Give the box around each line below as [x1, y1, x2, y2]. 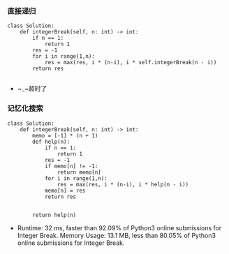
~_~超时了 [17, 84, 47, 93]
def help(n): [32, 138, 71, 145]
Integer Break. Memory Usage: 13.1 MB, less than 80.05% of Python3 [17, 231, 216, 239]
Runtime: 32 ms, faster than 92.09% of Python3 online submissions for [17, 223, 222, 232]
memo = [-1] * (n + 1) [32, 132, 98, 139]
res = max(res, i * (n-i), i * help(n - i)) [57, 181, 189, 188]
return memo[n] [57, 169, 101, 176]
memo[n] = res [44, 187, 86, 194]
